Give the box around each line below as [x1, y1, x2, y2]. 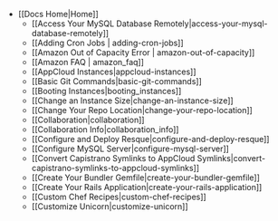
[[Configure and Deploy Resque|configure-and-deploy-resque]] [31, 134, 270, 144]
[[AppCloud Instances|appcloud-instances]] [31, 66, 197, 77]
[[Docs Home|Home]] [17, 9, 99, 19]
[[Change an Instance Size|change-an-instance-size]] [31, 95, 234, 106]
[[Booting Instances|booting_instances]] [31, 86, 182, 96]
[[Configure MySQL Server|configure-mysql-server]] [31, 143, 229, 154]
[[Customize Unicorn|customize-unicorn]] [31, 201, 188, 212]
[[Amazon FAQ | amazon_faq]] [31, 57, 145, 67]
